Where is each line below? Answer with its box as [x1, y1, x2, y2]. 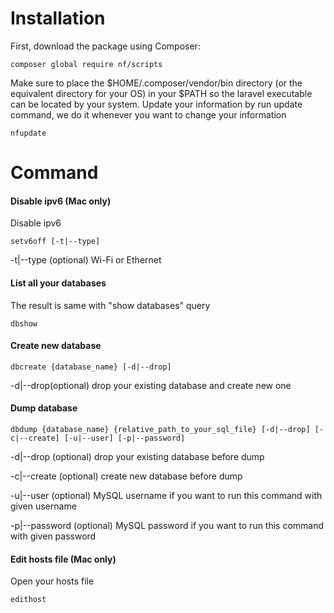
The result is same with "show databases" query [10, 299, 211, 311]
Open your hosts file [10, 575, 95, 587]
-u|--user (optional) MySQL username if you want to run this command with [10, 489, 323, 501]
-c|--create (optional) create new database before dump [10, 470, 243, 482]
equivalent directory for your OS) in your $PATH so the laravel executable [10, 87, 313, 99]
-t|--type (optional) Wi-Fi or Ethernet [10, 254, 162, 266]
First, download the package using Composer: [10, 40, 201, 52]
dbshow [10, 318, 38, 329]
